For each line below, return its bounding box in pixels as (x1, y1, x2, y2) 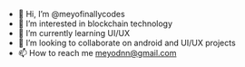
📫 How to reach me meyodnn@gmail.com (17, 48, 177, 58)
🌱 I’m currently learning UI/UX (17, 28, 131, 38)
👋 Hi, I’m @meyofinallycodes (17, 9, 125, 19)
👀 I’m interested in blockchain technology (17, 18, 173, 29)
